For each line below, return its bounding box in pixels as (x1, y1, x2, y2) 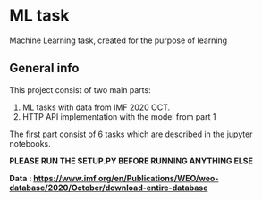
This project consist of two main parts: (9, 84, 151, 95)
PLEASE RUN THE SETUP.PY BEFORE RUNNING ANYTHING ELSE (9, 155, 253, 166)
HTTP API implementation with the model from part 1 (21, 111, 216, 121)
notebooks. (9, 138, 51, 148)
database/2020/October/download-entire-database (9, 182, 208, 193)
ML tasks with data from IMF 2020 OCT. (21, 102, 171, 113)
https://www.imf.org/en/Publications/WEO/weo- (32, 172, 219, 183)
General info (9, 61, 80, 76)
